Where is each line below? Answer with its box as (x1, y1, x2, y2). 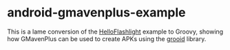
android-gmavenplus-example (7, 5, 186, 21)
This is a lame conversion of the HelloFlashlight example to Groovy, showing (7, 27, 224, 36)
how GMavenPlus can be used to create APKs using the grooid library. (7, 34, 207, 42)
